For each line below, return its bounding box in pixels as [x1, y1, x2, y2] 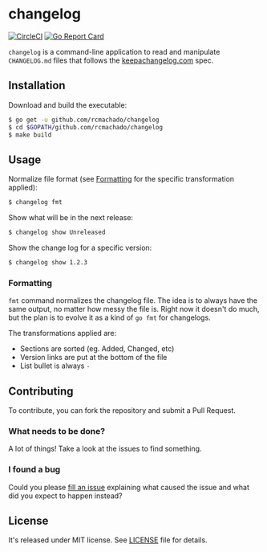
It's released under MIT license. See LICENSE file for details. [8, 535, 208, 545]
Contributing [8, 384, 74, 398]
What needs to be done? [8, 425, 106, 436]
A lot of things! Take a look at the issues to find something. [8, 444, 202, 454]
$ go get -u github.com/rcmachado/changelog [8, 116, 160, 124]
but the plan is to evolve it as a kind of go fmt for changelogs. [8, 313, 211, 322]
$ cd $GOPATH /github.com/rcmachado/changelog [8, 123, 163, 131]
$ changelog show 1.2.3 [8, 258, 88, 266]
